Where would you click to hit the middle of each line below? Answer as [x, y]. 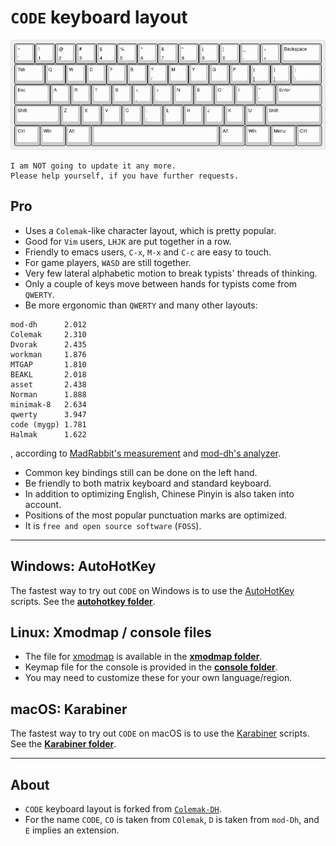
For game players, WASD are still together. [108, 262]
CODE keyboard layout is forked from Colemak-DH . [123, 809]
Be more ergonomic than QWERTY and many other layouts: [141, 305]
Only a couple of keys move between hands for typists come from [161, 283]
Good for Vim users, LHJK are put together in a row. [128, 241]
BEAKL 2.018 [48, 374]
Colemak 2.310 [48, 334]
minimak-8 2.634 [48, 404]
